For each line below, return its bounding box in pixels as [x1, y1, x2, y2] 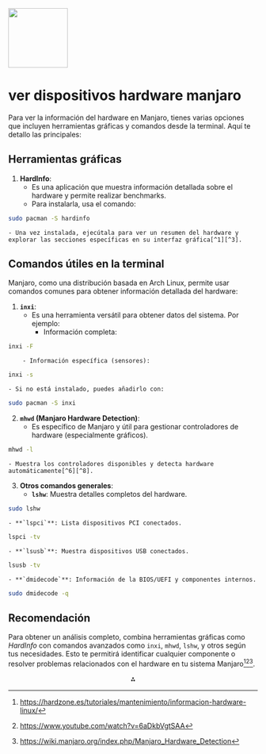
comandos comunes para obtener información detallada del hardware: [8, 287, 238, 296]
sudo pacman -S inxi [8, 399, 77, 407]
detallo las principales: [8, 129, 82, 139]
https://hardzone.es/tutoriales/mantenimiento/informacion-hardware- [19, 697, 247, 706]
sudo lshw [8, 504, 41, 513]
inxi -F [8, 343, 34, 351]
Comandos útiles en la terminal [8, 257, 165, 271]
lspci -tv [8, 533, 41, 540]
